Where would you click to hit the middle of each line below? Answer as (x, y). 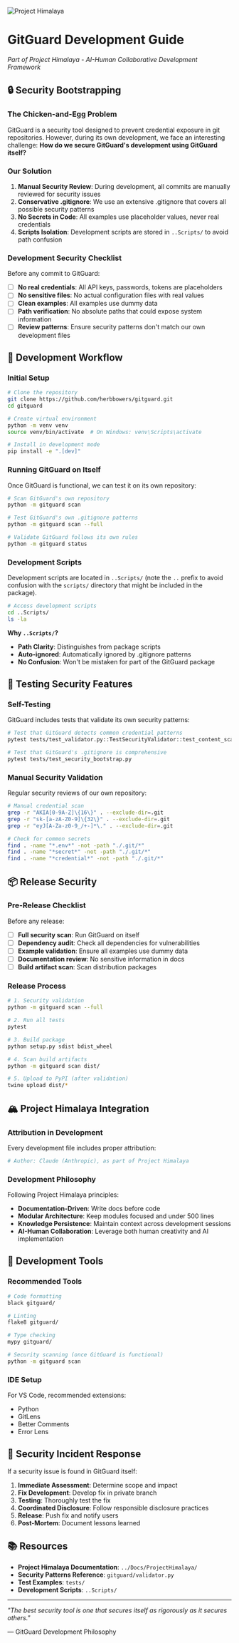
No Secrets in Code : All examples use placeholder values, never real (118, 217)
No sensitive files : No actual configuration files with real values (111, 295)
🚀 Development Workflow (65, 357)
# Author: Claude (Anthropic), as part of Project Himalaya (99, 1161)
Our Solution (30, 171)
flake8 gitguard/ (33, 1322)
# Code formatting (34, 1296)
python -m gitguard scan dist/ (54, 1066)
